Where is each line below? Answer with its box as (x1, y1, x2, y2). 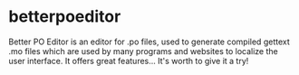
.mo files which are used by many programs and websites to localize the (8, 45, 278, 56)
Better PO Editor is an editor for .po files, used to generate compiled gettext (8, 36, 291, 47)
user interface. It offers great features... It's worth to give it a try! (8, 55, 249, 66)
